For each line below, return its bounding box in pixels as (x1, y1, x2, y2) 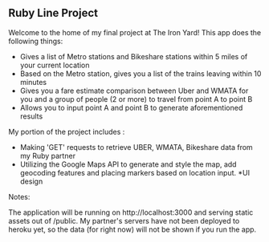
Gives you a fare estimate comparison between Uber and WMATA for (19, 86, 249, 95)
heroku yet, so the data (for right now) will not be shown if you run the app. (8, 224, 257, 234)
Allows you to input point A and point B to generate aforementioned (19, 103, 243, 112)
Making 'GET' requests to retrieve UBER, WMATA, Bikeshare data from (19, 142, 253, 151)
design (19, 176, 43, 186)
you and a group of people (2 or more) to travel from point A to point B (19, 94, 253, 103)
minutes (19, 77, 47, 87)
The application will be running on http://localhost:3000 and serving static (8, 208, 254, 217)
